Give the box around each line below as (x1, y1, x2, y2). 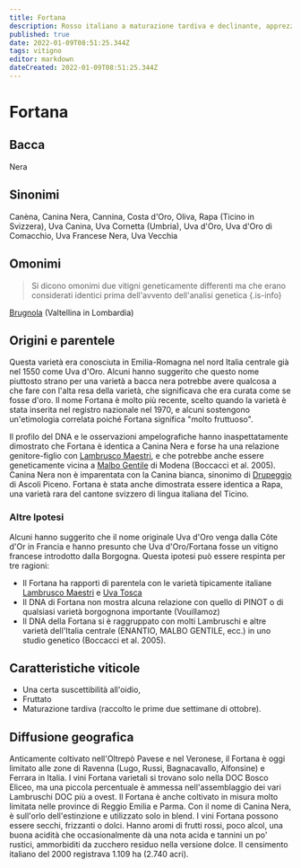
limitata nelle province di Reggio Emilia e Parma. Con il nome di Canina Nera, (9, 801, 292, 812)
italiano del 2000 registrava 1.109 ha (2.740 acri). (9, 849, 189, 860)
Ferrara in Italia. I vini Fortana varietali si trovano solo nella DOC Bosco (9, 773, 269, 784)
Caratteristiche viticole (9, 661, 141, 676)
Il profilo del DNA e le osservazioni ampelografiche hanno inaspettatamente (9, 432, 288, 443)
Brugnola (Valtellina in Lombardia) (9, 307, 134, 318)
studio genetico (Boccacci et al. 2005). (21, 635, 167, 645)
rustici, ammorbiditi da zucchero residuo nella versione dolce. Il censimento (9, 839, 288, 850)
